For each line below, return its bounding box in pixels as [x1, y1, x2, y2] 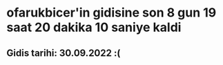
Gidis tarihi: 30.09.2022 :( [6, 47, 121, 59]
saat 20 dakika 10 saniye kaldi [6, 19, 182, 35]
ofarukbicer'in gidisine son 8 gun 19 [6, 5, 217, 21]
